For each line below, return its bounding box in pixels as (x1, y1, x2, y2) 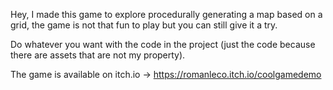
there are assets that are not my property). (10, 49, 186, 61)
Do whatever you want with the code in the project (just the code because (10, 39, 316, 50)
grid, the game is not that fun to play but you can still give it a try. (10, 19, 278, 31)
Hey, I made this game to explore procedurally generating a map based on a (10, 9, 323, 20)
